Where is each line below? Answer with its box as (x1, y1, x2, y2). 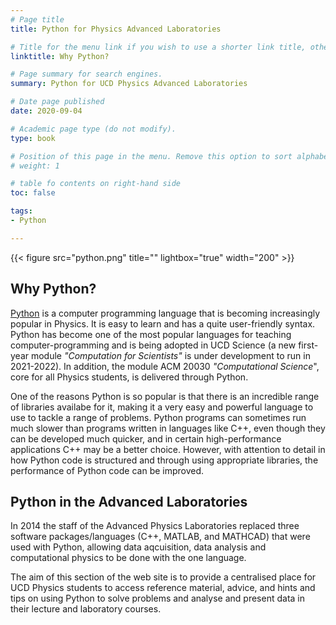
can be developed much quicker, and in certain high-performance (10, 432, 282, 445)
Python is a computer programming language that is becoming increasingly (10, 307, 321, 319)
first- (298, 339, 319, 351)
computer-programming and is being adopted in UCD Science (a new (10, 339, 297, 351)
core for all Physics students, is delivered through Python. (10, 371, 249, 383)
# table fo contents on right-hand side (10, 179, 182, 189)
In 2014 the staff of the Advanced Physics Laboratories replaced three (10, 520, 300, 532)
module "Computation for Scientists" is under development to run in (30, 349, 311, 361)
